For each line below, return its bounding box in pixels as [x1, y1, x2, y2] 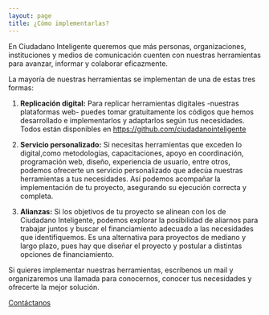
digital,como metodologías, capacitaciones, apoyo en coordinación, [19, 148, 244, 158]
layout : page [8, 11, 52, 20]
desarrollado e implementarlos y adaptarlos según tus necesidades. [19, 115, 245, 125]
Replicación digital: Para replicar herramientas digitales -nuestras [19, 98, 239, 108]
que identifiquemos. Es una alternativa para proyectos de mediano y [19, 232, 247, 242]
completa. [19, 191, 54, 201]
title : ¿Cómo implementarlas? [8, 19, 110, 27]
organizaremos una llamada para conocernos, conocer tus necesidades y [8, 273, 252, 283]
